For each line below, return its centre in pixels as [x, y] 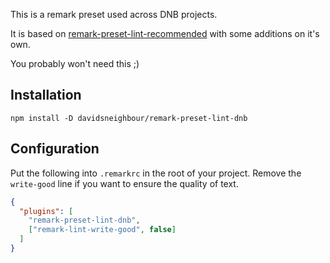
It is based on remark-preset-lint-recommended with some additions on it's [165, 33]
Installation [46, 95]
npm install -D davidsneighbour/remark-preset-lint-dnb [129, 118]
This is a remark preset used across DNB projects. [114, 14]
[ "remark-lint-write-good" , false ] [102, 230]
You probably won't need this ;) [75, 63]
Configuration [55, 149]
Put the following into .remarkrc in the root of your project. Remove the [156, 173]
